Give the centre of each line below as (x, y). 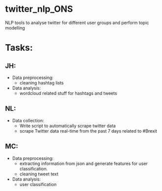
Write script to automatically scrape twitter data (68, 126)
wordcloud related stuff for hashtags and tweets (68, 93)
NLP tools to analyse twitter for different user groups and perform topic (77, 23)
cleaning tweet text (39, 174)
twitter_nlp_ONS (39, 9)
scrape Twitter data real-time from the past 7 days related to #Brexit (88, 131)
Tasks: (19, 48)
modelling (15, 27)
